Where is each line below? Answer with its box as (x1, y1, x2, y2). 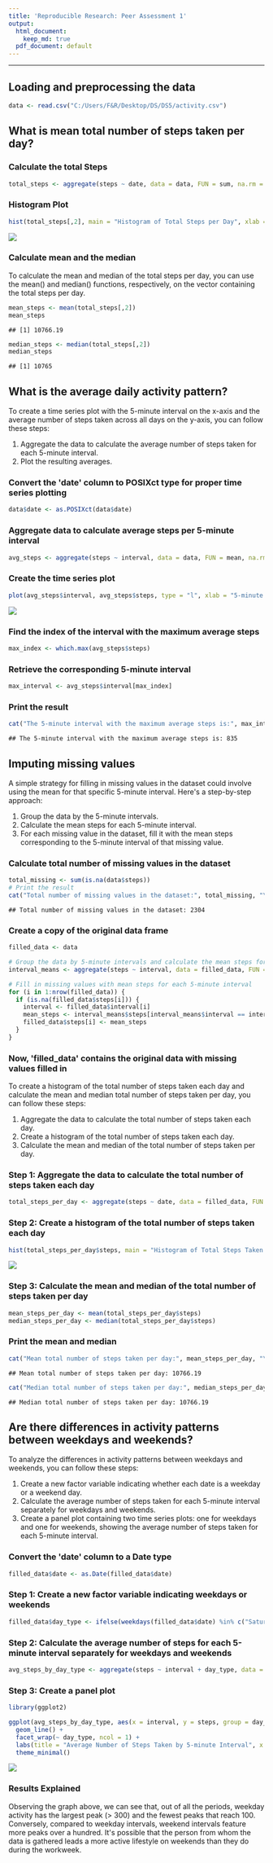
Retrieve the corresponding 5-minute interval (8, 663, 191, 674)
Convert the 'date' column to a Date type (8, 1551, 172, 1562)
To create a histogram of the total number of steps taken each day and (8, 1081, 245, 1092)
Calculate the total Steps (8, 161, 108, 173)
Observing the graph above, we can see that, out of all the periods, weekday (8, 1801, 265, 1811)
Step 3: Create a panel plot (8, 1685, 115, 1696)
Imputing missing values (8, 757, 136, 771)
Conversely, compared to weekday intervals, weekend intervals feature (8, 1818, 246, 1829)
